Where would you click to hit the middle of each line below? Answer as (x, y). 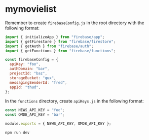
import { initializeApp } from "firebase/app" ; (55, 37)
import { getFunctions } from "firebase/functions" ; (60, 51)
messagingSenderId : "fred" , (38, 82)
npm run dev (17, 133)
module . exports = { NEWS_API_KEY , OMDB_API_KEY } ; (58, 124)
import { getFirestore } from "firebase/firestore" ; (60, 41)
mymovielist (31, 9)
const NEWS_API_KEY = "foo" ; (35, 110)
